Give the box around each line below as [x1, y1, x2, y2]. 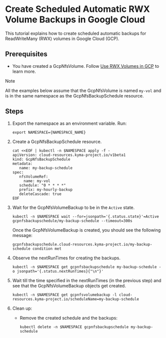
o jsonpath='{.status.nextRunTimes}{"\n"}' [12, 269, 104, 274]
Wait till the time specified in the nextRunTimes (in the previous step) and [12, 277, 162, 283]
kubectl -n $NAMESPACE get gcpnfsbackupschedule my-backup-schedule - [12, 264, 162, 269]
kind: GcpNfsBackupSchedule [12, 157, 70, 162]
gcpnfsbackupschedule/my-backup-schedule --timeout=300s [12, 218, 133, 223]
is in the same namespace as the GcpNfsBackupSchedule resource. [5, 93, 144, 98]
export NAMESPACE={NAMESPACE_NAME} [12, 130, 86, 135]
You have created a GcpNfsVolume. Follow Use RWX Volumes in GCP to [12, 63, 160, 69]
